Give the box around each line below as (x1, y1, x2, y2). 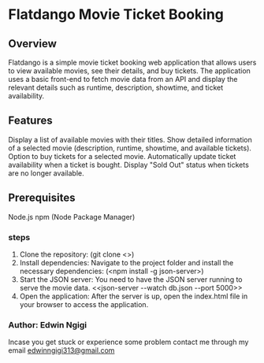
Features (8, 114, 53, 128)
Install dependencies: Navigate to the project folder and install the (19, 257, 234, 267)
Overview (8, 37, 58, 50)
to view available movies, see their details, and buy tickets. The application (8, 66, 251, 76)
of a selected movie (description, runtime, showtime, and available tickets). (8, 143, 252, 153)
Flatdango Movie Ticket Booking (8, 6, 225, 24)
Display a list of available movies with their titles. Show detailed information (8, 135, 252, 144)
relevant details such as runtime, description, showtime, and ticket (8, 83, 223, 92)
